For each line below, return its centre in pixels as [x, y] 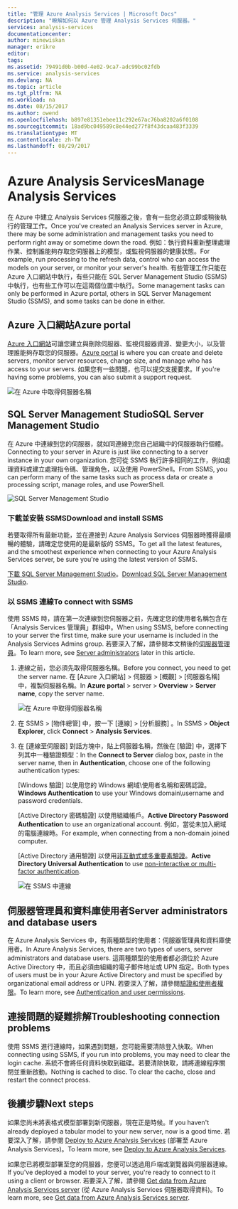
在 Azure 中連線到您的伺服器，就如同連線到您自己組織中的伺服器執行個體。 [117, 443]
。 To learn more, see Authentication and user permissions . [100, 992]
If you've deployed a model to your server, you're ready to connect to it [112, 1172]
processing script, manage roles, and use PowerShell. [86, 484]
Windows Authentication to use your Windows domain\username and [121, 793]
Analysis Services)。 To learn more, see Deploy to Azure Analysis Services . [117, 1149]
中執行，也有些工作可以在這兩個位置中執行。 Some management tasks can [116, 286]
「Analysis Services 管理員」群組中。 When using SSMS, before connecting [118, 627]
